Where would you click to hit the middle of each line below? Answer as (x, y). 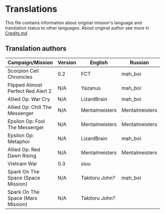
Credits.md (16, 33)
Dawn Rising (22, 155)
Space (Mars (23, 198)
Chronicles (20, 77)
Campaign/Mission (30, 62)
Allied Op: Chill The (29, 107)
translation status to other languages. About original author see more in (77, 28)
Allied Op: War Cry (29, 99)
